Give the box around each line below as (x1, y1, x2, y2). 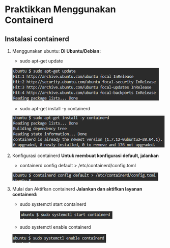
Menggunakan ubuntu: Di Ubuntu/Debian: (12, 48, 101, 54)
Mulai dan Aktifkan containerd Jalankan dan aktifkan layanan (12, 186, 143, 192)
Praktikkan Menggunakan (5, 4, 116, 15)
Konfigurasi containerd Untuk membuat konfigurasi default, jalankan (12, 152, 159, 159)
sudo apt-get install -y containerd (19, 106, 90, 111)
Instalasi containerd (5, 35, 69, 43)
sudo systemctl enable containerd (19, 224, 91, 230)
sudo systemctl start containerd (19, 201, 87, 207)
